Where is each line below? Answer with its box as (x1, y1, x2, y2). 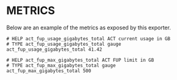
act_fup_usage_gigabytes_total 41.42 (6, 46, 103, 53)
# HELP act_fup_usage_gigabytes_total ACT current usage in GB (6, 35, 171, 42)
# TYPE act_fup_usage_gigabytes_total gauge (6, 41, 121, 47)
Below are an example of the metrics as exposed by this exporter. (6, 24, 171, 31)
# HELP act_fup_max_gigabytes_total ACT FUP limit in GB (6, 57, 154, 63)
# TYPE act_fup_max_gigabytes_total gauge (6, 62, 116, 68)
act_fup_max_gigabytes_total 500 (6, 68, 92, 74)
